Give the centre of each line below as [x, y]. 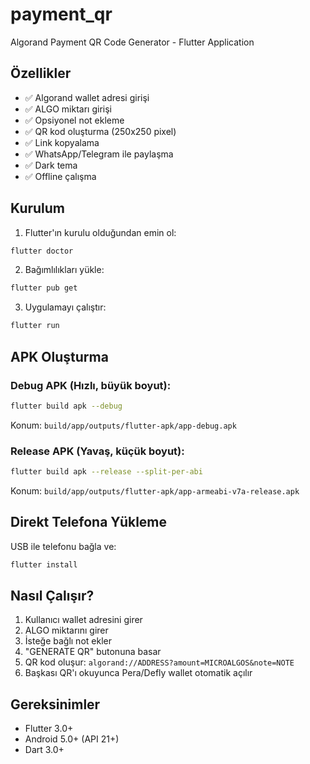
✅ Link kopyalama [62, 142]
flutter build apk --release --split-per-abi [106, 472]
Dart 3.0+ [44, 750]
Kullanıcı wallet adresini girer [83, 620]
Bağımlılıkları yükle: [64, 270]
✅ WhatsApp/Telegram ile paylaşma [99, 154]
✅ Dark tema [51, 165]
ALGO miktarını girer [66, 630]
